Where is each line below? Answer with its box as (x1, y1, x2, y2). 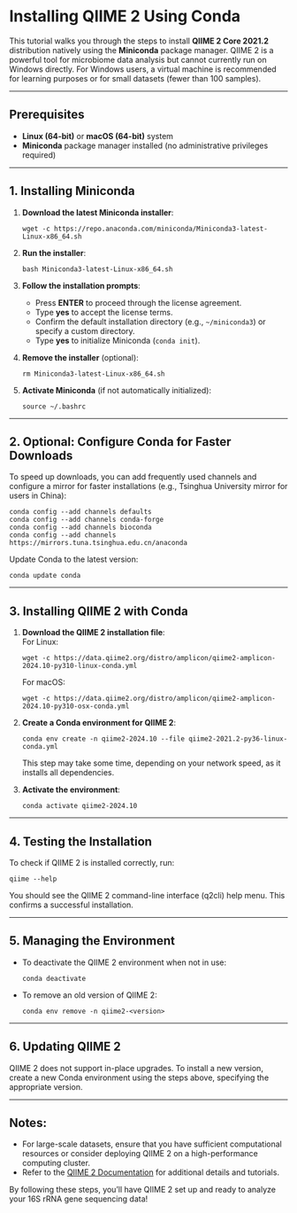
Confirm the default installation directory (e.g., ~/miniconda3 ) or (34, 316, 267, 327)
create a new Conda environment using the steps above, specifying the (9, 1072, 270, 1083)
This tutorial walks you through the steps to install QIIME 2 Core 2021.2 (9, 35, 270, 46)
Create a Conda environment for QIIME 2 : (21, 718, 177, 728)
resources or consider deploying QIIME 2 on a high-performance (21, 1148, 258, 1159)
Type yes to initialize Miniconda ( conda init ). (34, 335, 201, 346)
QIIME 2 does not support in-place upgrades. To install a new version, (9, 1062, 263, 1073)
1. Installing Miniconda (9, 183, 135, 198)
